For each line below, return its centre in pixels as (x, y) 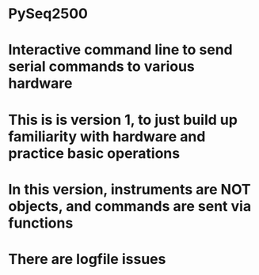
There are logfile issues (87, 259)
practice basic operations (94, 153)
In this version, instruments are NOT (129, 189)
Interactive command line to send (121, 50)
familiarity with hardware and (107, 136)
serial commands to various (102, 67)
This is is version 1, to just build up (123, 120)
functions (41, 223)
